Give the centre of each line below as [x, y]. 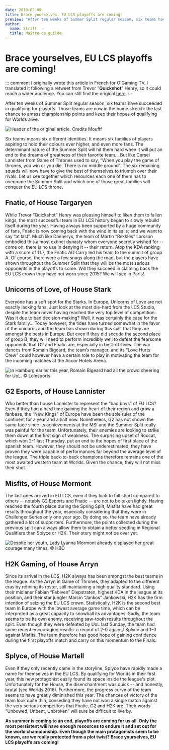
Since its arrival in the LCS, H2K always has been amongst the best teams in [84, 576]
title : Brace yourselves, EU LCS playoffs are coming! [64, 15]
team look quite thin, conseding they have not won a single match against [81, 700]
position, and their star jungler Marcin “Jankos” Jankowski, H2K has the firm [84, 597]
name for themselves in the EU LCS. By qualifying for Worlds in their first [80, 673]
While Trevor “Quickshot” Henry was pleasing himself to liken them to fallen [84, 215]
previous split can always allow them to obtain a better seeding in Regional [82, 528]
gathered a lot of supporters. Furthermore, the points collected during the [81, 522]
